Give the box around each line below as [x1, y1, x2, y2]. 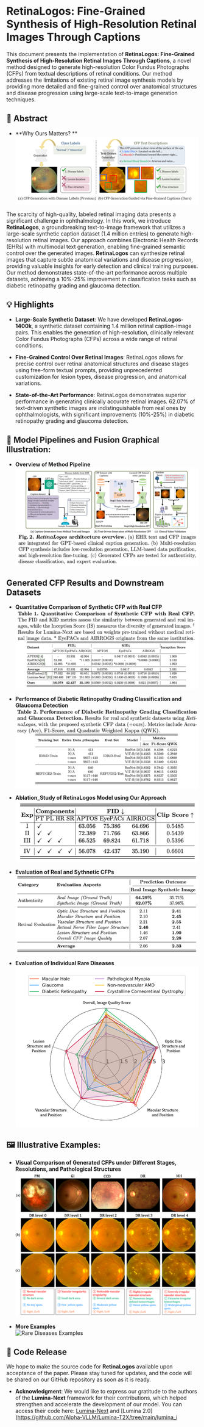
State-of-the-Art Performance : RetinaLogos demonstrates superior [15, 391, 187, 398]
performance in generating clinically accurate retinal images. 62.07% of [15, 398, 195, 405]
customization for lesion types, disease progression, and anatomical [15, 373, 187, 380]
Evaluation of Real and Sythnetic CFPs [15, 868, 114, 876]
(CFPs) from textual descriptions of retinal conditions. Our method [6, 70, 172, 77]
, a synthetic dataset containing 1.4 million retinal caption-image [31, 322, 192, 329]
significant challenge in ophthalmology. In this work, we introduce [6, 217, 171, 224]
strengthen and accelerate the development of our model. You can [15, 1401, 183, 1408]
